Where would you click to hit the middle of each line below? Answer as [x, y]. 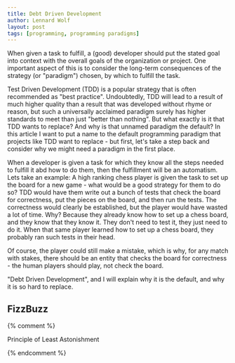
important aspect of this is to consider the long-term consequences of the [114, 68]
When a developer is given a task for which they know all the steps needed [116, 163]
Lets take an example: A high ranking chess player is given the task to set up [118, 178]
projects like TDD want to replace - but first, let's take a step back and [109, 142]
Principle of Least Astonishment [53, 339]
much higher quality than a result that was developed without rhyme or [110, 104]
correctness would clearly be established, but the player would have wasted [117, 207]
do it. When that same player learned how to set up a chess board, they [110, 230]
